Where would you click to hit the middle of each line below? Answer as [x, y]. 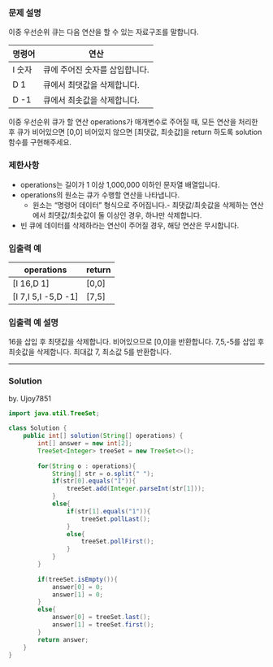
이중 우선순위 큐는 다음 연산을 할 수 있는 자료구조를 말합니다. [104, 32]
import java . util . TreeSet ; [54, 414]
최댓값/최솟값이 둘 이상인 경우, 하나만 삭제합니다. [125, 215]
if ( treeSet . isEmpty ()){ [78, 579]
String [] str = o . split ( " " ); [103, 474]
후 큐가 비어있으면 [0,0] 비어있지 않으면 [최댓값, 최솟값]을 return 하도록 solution [135, 132]
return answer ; [63, 639]
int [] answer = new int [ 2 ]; [85, 444]
